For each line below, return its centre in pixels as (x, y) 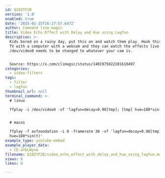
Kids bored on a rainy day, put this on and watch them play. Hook (80, 42)
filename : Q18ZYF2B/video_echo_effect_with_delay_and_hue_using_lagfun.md (83, 154)
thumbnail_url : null (26, 91)
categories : (17, 69)
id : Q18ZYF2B (18, 10)
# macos (17, 123)
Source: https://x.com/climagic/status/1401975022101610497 (72, 64)
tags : (11, 78)
